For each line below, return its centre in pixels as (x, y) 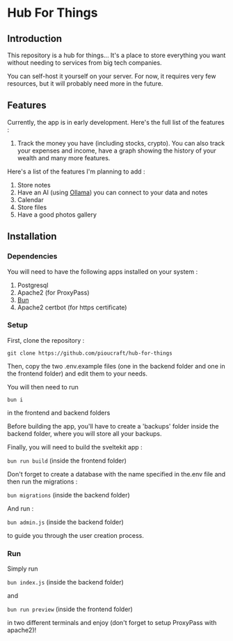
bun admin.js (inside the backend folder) (65, 522)
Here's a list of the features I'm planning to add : (76, 171)
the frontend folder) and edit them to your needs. (78, 373)
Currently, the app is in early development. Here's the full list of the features (116, 122)
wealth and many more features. (64, 157)
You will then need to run (43, 387)
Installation (32, 237)
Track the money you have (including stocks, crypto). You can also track (121, 143)
